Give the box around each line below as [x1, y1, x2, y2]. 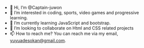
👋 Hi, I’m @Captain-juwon [9, 5, 62, 10]
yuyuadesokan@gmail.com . [9, 38, 66, 43]
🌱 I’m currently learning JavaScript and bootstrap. [9, 20, 111, 26]
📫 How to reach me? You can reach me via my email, [9, 31, 118, 36]
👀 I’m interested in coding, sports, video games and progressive [9, 10, 139, 16]
